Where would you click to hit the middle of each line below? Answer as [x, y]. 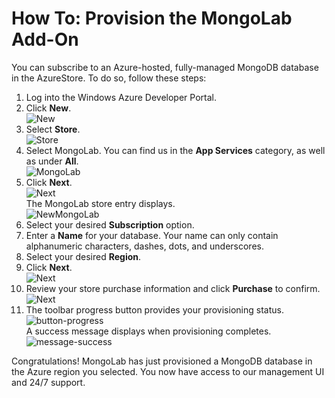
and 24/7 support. [48, 382]
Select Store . [53, 129]
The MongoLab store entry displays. [100, 203]
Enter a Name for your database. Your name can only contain [152, 235]
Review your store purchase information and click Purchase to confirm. [173, 288]
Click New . [48, 108]
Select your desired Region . [83, 256]
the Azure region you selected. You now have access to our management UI [168, 371]
